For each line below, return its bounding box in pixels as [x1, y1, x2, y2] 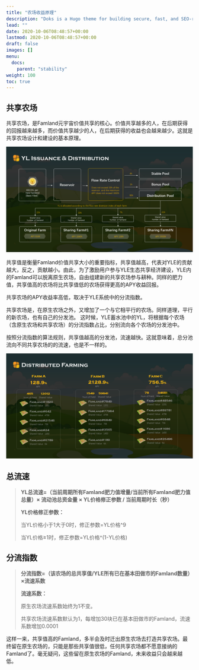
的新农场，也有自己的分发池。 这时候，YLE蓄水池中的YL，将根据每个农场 [6, 314, 185, 321]
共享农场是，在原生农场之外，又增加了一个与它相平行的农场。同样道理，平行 [6, 306, 193, 313]
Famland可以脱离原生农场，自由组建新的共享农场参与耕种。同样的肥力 [11, 273, 183, 280]
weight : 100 [6, 72, 36, 78]
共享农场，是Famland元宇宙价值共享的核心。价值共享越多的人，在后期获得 [6, 119, 188, 127]
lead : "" [6, 22, 28, 28]
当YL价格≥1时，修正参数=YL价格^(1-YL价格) [20, 533, 128, 541]
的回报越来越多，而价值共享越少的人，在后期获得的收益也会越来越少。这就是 [6, 127, 193, 134]
